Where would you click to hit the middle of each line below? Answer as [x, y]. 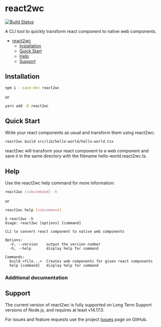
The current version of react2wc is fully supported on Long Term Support [78, 305]
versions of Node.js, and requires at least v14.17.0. [55, 310]
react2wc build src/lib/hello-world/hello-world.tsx [59, 142]
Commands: [15, 257]
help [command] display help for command [54, 265]
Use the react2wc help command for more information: [60, 183]
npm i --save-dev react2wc [32, 88]
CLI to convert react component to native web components [65, 231]
